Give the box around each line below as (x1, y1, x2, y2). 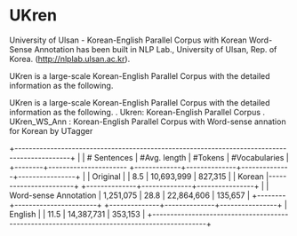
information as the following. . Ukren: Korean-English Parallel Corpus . (9, 106, 265, 117)
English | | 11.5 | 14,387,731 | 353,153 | (9, 208, 146, 219)
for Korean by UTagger (9, 125, 93, 136)
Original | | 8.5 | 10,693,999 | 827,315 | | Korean (92, 170, 264, 182)
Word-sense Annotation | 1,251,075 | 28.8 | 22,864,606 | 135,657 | (9, 190, 251, 201)
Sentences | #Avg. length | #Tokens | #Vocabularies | (93, 152, 289, 162)
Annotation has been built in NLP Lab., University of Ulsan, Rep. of (34, 43, 277, 54)
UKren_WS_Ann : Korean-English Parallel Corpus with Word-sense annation (9, 116, 286, 127)
